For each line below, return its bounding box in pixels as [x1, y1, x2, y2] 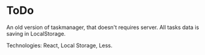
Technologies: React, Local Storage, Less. [6, 42, 113, 49]
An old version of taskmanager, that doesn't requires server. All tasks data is [6, 24, 199, 31]
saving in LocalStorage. [6, 30, 66, 37]
